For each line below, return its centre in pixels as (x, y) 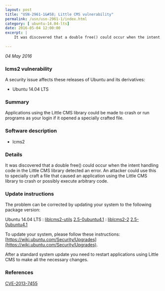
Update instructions (30, 194)
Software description (31, 131)
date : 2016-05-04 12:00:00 (33, 28)
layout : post (19, 10)
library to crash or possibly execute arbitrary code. (57, 181)
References (19, 273)
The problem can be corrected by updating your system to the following (78, 205)
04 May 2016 (19, 56)
